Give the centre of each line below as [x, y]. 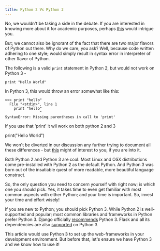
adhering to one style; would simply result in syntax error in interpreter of [78, 53]
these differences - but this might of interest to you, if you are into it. [73, 150]
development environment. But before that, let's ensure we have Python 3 [79, 239]
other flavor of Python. [28, 58]
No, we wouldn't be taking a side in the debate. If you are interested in [75, 23]
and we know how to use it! [32, 244]
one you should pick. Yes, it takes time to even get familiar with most [73, 189]
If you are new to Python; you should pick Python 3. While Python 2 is [74, 209]
